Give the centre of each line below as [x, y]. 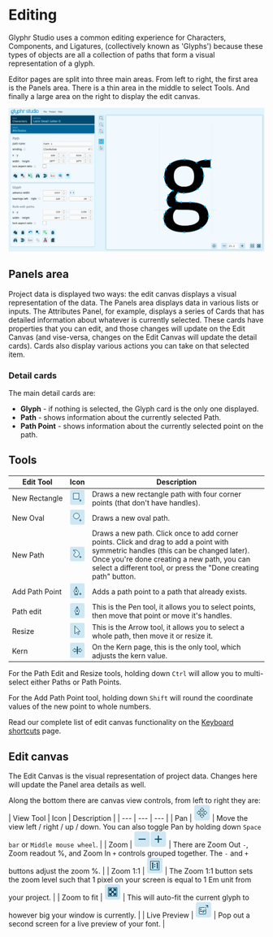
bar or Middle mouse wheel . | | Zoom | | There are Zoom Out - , [129, 845]
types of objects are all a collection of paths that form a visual [112, 54]
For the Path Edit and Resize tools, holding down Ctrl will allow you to [125, 674]
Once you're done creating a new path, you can [171, 559]
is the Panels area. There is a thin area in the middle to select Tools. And [129, 88]
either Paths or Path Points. [76, 682]
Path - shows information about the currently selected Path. [121, 418]
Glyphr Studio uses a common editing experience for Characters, [117, 37]
